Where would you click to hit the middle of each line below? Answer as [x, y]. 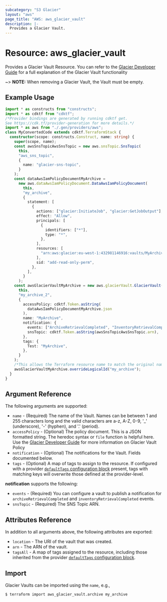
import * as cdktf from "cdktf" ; [40, 114]
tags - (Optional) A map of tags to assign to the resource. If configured [85, 464]
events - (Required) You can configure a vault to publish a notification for [87, 494]
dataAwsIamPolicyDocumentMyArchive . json [70, 309]
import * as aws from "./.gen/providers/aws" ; [54, 128]
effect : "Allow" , [54, 216]
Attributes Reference [38, 520]
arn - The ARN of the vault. [40, 547]
